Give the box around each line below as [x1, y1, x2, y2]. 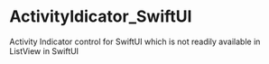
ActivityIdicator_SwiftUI [9, 6, 192, 27]
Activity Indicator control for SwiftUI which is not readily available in [9, 36, 261, 47]
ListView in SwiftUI [9, 45, 79, 56]
